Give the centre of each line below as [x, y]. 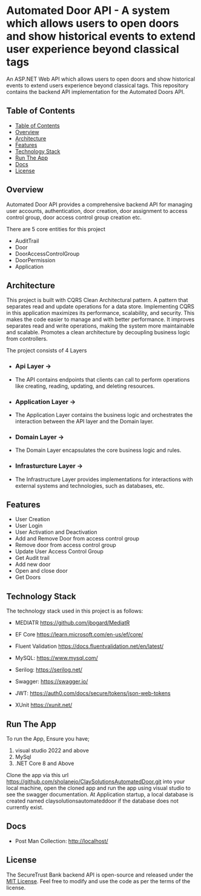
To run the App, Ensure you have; [48, 739]
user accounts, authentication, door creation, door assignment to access [97, 211]
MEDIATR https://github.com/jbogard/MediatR [72, 623]
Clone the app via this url [38, 775]
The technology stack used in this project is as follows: [75, 611]
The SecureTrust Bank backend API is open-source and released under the [100, 875]
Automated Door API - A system [88, 11]
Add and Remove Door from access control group [77, 539]
